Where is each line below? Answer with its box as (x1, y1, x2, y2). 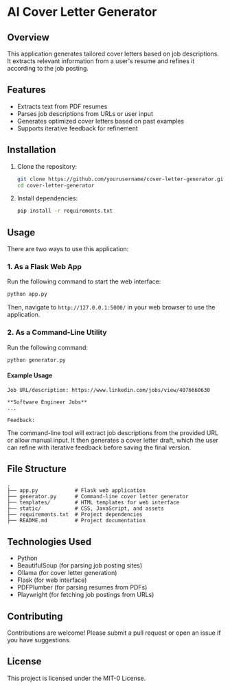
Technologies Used (7, 536, 91, 548)
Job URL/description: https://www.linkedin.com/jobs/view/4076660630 (7, 386, 211, 393)
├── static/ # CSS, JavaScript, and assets (7, 505, 165, 512)
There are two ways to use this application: (7, 245, 129, 253)
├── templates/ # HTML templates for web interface (7, 499, 180, 506)
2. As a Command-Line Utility (7, 327, 108, 337)
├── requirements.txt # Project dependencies (7, 511, 143, 518)
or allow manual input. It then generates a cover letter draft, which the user (7, 436, 218, 444)
